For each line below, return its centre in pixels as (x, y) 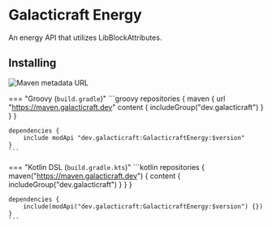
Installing (32, 63)
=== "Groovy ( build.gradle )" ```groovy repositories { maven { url (117, 98)
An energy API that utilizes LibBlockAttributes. (85, 37)
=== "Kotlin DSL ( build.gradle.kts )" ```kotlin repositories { (107, 167)
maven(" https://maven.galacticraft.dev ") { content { (95, 176)
